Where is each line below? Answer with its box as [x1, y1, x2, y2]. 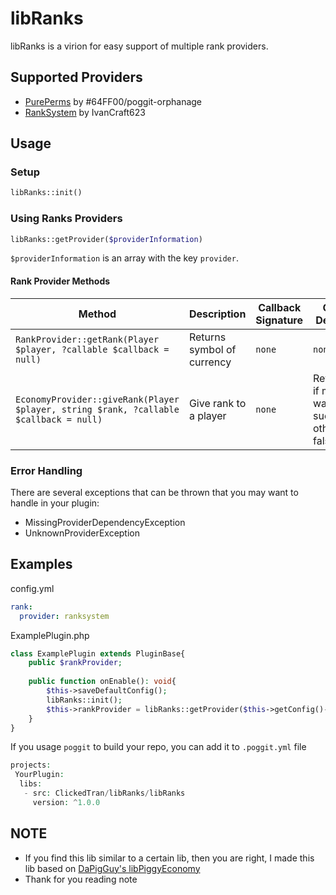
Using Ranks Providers [10, 212, 123, 226]
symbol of [188, 342, 237, 356]
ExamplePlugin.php [10, 629, 90, 641]
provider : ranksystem [19, 611, 110, 621]
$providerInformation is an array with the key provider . [10, 252, 239, 264]
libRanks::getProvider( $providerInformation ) [10, 234, 203, 244]
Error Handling [10, 463, 83, 477]
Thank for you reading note [24, 873, 138, 885]
